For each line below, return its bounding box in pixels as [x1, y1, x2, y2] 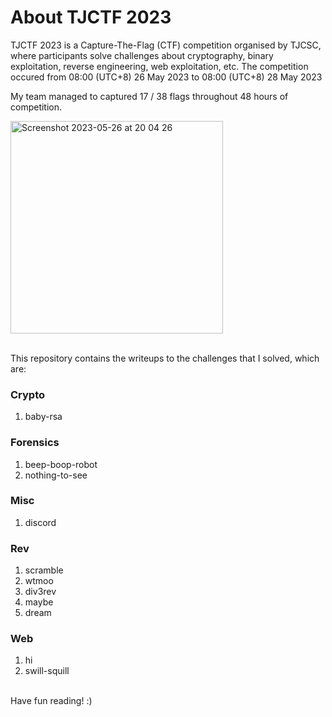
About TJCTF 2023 [10, 6, 172, 29]
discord [24, 516, 57, 528]
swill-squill [24, 665, 70, 677]
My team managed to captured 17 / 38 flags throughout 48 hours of [10, 90, 289, 102]
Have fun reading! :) [10, 695, 93, 707]
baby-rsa [24, 411, 63, 423]
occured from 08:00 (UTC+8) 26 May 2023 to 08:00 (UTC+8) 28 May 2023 [10, 71, 323, 83]
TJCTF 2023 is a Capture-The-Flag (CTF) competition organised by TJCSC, [10, 39, 322, 51]
